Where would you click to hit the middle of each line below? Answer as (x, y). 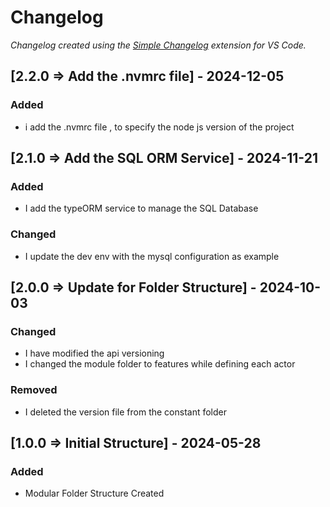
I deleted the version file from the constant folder (126, 412)
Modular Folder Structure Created (94, 493)
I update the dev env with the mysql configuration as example (152, 256)
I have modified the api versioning (94, 353)
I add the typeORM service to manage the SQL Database (141, 208)
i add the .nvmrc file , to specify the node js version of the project (159, 127)
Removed (34, 390)
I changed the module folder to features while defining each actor (160, 364)
